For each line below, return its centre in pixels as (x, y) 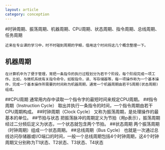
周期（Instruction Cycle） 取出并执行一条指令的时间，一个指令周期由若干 (79, 106)
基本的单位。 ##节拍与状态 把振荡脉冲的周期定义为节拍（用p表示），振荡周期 (83, 118)
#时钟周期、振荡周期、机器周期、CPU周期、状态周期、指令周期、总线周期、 (82, 29)
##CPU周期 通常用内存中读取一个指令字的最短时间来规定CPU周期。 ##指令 (81, 99)
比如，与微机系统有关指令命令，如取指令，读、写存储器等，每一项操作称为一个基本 (84, 79)
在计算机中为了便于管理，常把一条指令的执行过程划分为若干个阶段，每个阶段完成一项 (78, 74)
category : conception (27, 14)
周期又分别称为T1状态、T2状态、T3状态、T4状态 (54, 143)
